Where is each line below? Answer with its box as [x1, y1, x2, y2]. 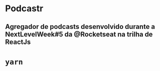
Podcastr [5, 3, 43, 14]
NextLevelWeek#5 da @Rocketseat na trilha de [5, 30, 153, 38]
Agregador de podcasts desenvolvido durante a [5, 23, 156, 31]
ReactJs [5, 38, 31, 46]
